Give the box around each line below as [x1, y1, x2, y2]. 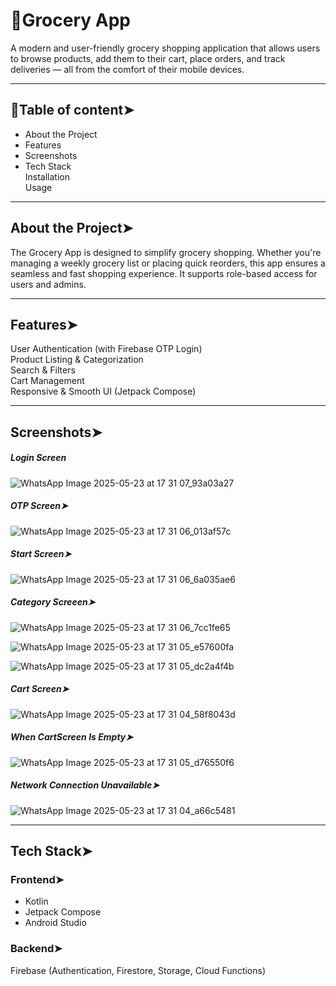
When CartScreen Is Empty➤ [10, 731, 134, 743]
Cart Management [10, 375, 85, 387]
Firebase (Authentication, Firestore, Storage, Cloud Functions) [10, 964, 267, 976]
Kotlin [24, 895, 49, 908]
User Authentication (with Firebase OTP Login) [10, 343, 203, 355]
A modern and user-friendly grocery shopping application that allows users [10, 42, 321, 54]
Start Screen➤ [10, 548, 72, 560]
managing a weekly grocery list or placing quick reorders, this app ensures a [10, 257, 326, 269]
